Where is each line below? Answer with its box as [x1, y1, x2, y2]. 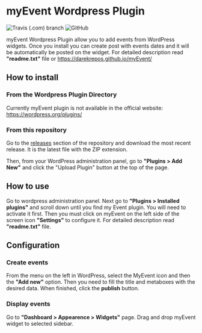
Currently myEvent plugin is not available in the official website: [6, 104, 164, 111]
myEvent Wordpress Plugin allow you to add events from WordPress [6, 36, 175, 43]
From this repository [6, 125, 67, 134]
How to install [6, 72, 59, 82]
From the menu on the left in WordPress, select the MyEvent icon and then [6, 272, 191, 279]
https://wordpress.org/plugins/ [6, 110, 82, 118]
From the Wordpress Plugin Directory [6, 90, 117, 99]
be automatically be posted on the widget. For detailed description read [6, 48, 183, 55]
